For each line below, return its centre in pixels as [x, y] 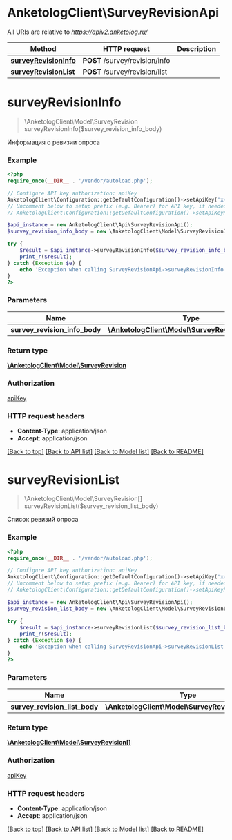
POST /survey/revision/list [125, 72]
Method [43, 48]
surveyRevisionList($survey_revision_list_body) [91, 506]
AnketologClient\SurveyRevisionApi [113, 13]
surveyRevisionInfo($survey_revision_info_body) [93, 128]
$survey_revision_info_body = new [57, 232]
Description [196, 48]
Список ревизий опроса [43, 520]
